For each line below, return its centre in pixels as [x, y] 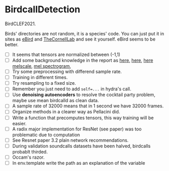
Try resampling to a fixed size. [44, 83]
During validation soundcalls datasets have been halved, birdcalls [81, 146]
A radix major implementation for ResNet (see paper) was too [77, 129]
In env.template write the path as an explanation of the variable [79, 163]
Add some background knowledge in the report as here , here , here [82, 60]
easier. [19, 123]
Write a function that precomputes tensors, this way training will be [83, 118]
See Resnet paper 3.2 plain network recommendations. [70, 140]
